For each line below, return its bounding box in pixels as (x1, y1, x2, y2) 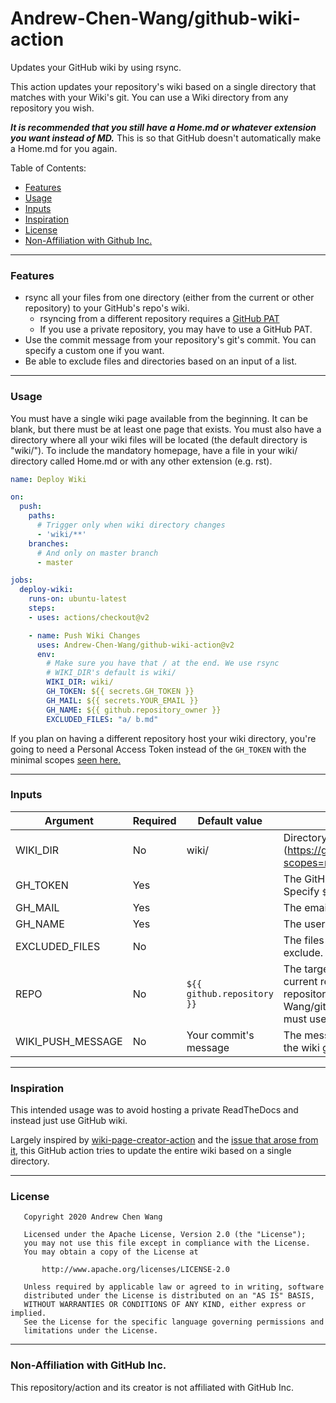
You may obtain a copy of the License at (23, 1247, 199, 1257)
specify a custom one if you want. (24, 345, 165, 357)
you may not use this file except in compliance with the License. (23, 1238, 311, 1249)
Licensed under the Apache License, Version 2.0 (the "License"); (23, 1230, 307, 1240)
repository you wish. (10, 102, 95, 114)
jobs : (10, 575, 33, 586)
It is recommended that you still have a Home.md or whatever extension (10, 121, 317, 133)
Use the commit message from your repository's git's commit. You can (24, 334, 317, 346)
